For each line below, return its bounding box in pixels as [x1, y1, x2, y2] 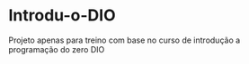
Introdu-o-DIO [8, 5, 116, 26]
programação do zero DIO [8, 44, 105, 54]
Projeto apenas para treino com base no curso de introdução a [8, 35, 241, 45]
